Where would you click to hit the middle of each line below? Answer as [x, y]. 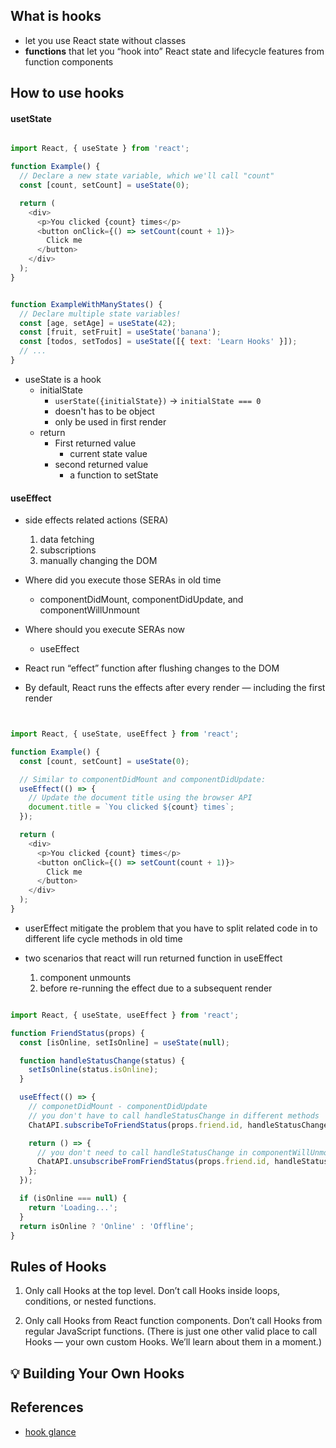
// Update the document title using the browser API [140, 798]
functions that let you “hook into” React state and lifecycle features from [174, 51]
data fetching [67, 540]
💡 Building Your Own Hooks [97, 1373]
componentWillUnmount [89, 610]
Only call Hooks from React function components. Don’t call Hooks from [173, 1321]
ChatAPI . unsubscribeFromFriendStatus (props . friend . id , [153, 1162]
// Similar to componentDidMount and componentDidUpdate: [143, 779]
